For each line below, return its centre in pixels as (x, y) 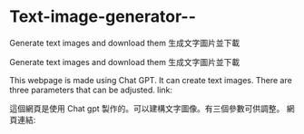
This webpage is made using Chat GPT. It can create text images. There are (151, 80)
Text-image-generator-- (103, 17)
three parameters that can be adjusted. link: (91, 90)
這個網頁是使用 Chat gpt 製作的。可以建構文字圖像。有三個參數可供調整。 (147, 108)
